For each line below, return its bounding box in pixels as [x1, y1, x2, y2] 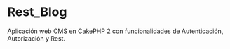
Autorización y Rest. [7, 34, 65, 42]
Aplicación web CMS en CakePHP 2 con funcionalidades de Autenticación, [7, 27, 224, 35]
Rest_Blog [7, 4, 67, 20]
